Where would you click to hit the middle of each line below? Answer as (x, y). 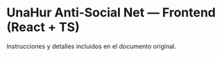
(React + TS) (43, 27)
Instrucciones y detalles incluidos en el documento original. (91, 46)
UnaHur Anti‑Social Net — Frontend (111, 13)
